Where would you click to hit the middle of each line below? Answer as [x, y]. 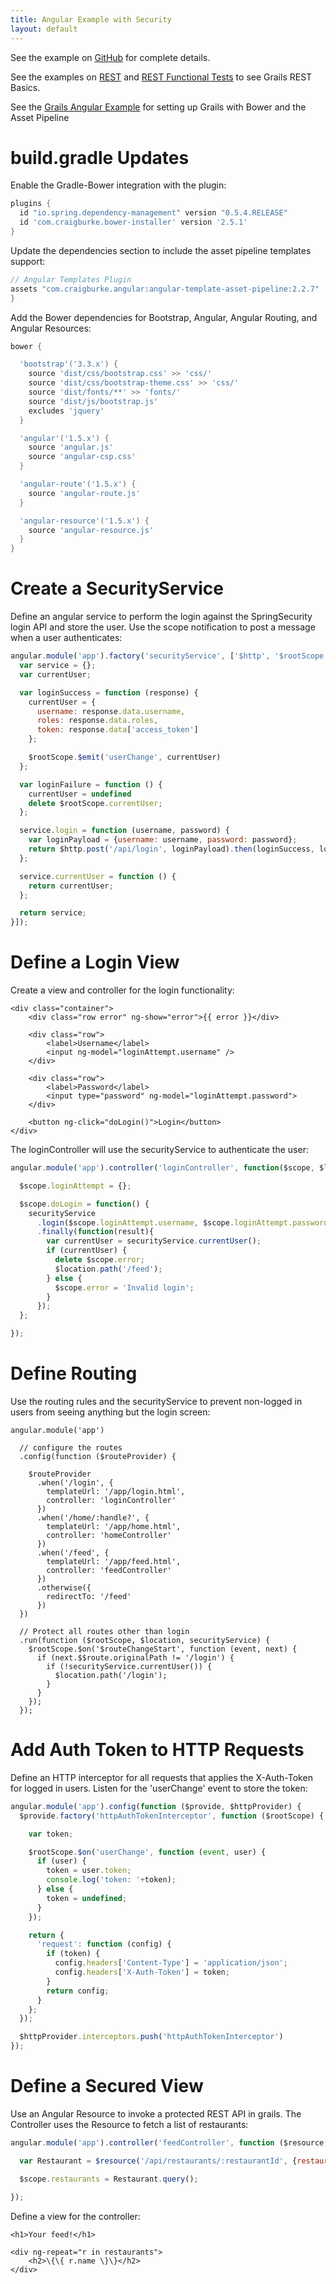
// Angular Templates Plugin [71, 279]
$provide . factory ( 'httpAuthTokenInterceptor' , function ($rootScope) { [172, 1816]
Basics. [25, 87]
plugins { [31, 204]
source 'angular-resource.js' [91, 530]
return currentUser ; [71, 886]
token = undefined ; [87, 1898]
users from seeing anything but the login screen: [110, 1412]
